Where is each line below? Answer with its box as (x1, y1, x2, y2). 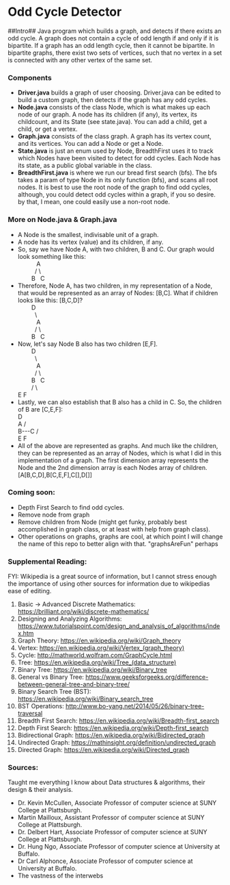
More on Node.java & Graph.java (8, 215, 117, 225)
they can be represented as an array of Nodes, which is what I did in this (17, 449, 222, 457)
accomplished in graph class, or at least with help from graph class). (17, 525, 211, 533)
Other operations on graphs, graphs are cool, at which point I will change (17, 532, 223, 540)
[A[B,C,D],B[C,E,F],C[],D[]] (17, 471, 93, 479)
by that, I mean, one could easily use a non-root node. (17, 198, 170, 206)
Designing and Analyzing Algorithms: (17, 614, 122, 623)
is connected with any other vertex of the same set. (8, 55, 153, 64)
